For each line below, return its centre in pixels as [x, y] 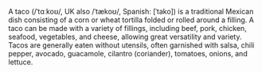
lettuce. [21, 62]
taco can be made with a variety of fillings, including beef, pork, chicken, [127, 28]
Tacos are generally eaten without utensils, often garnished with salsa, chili [131, 45]
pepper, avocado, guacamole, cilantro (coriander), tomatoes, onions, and [128, 54]
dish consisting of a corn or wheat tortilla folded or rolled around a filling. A [131, 20]
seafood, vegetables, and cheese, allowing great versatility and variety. [125, 36]
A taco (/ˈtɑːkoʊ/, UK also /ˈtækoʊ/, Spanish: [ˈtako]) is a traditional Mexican [131, 12]
